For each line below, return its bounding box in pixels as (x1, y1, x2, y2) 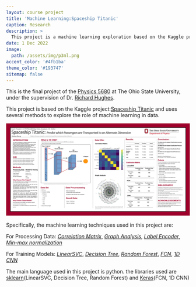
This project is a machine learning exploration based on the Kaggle (11, 34, 184, 40)
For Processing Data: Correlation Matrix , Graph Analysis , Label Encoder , (6, 233, 181, 240)
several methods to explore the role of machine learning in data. (6, 112, 160, 119)
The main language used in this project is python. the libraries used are (6, 268, 177, 275)
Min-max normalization (6, 239, 62, 246)
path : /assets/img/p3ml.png (11, 53, 80, 59)
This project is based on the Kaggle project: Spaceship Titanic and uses (6, 105, 177, 112)
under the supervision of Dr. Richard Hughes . (6, 94, 115, 101)
